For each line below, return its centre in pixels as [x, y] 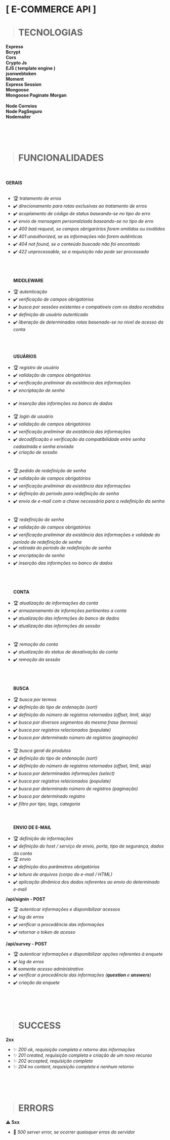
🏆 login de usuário [33, 416]
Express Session [24, 84]
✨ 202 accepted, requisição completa [53, 1061]
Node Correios [22, 106]
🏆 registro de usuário [36, 368]
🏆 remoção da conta [35, 644]
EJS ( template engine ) [31, 68]
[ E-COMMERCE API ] [51, 9]
